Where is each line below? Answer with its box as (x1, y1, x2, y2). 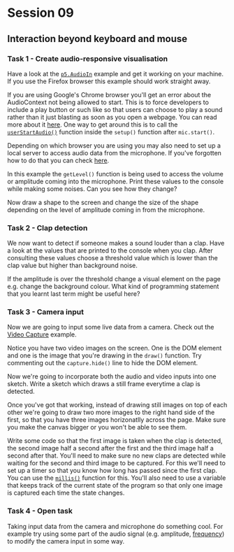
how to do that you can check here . (7, 156, 110, 164)
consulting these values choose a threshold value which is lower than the (7, 254, 218, 262)
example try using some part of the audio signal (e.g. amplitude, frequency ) (7, 530, 225, 538)
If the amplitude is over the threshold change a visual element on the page (7, 275, 221, 283)
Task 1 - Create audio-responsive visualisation (7, 54, 168, 64)
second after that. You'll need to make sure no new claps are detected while (7, 451, 226, 460)
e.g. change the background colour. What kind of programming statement (7, 282, 219, 291)
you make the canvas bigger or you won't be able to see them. (7, 423, 187, 432)
